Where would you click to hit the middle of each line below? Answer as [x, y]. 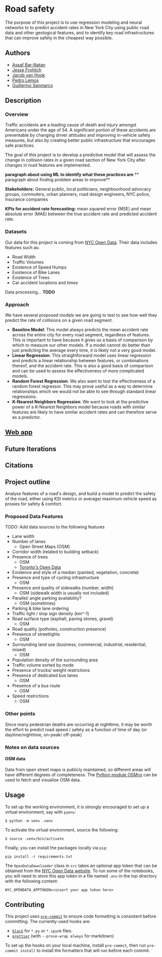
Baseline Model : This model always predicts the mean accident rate [80, 330]
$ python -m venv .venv [29, 821]
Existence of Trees [31, 277]
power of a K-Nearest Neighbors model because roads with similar [79, 407]
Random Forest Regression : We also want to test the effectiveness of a [83, 381]
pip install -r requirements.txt [39, 857]
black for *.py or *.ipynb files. [42, 931]
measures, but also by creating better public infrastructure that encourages [80, 140]
